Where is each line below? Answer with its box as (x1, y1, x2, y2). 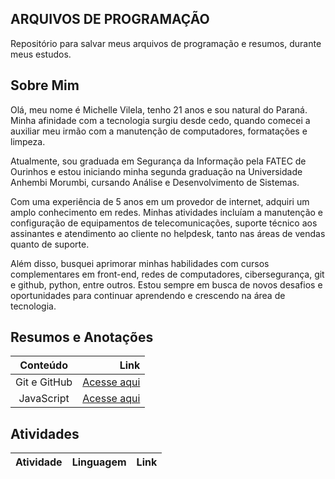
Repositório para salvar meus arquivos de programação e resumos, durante (10, 37, 322, 49)
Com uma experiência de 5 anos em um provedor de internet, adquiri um (10, 195, 310, 207)
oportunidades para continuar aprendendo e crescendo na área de (10, 289, 286, 301)
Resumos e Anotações (10, 329, 154, 346)
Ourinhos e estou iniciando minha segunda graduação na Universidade (10, 165, 303, 177)
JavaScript (18, 392, 70, 406)
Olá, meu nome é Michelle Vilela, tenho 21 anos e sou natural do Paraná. (10, 103, 308, 116)
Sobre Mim (10, 77, 80, 94)
